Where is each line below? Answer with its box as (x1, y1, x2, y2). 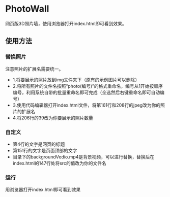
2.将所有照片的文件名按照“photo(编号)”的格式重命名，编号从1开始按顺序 (12, 83, 163, 89)
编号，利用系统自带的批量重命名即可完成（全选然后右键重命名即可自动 (12, 89, 160, 95)
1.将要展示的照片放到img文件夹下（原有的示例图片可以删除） (12, 77, 140, 83)
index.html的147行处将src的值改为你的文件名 (12, 160, 107, 166)
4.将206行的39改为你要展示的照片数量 (12, 115, 93, 121)
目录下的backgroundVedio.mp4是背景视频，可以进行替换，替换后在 (12, 153, 155, 160)
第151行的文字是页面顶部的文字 (12, 147, 77, 153)
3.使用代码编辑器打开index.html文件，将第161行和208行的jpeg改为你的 (12, 102, 161, 108)
